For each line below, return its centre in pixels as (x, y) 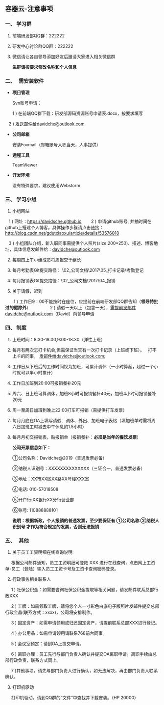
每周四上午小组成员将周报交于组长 (47, 260)
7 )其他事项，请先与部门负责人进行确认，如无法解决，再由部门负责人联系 (84, 670)
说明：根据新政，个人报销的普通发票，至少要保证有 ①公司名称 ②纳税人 (86, 520)
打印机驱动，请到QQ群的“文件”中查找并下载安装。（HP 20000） (75, 697)
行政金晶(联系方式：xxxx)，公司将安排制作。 (50, 612)
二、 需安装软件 (24, 81)
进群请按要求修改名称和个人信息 (44, 67)
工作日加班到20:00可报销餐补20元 (47, 383)
